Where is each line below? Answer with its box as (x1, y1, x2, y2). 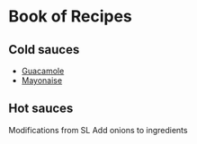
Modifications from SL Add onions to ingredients (8, 124, 188, 135)
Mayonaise (21, 75, 63, 86)
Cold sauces (8, 42, 80, 57)
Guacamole (21, 65, 65, 76)
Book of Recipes (8, 6, 132, 27)
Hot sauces (8, 101, 74, 116)
